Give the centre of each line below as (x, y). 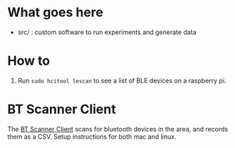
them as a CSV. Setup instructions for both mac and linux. (92, 137)
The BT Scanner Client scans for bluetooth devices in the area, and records (118, 129)
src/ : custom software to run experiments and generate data (107, 32)
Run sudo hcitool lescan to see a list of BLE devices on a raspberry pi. (122, 80)
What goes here (55, 12)
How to (29, 61)
